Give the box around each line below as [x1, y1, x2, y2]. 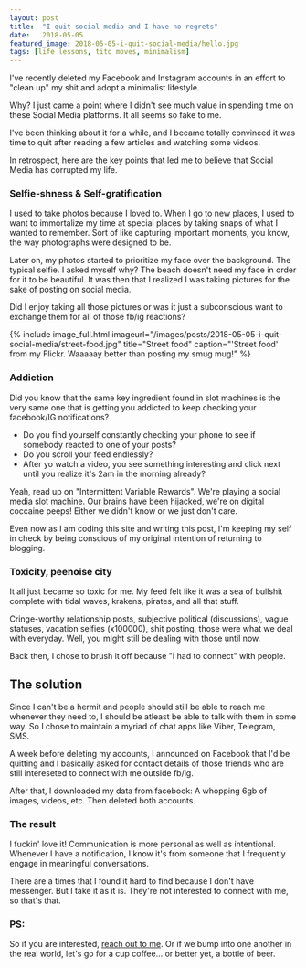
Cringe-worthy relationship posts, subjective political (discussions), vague [9, 613, 289, 624]
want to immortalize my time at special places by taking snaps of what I [9, 218, 279, 229]
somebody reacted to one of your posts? [22, 439, 176, 450]
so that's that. [9, 895, 61, 906]
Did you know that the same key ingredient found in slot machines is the [9, 392, 280, 403]
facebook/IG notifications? [9, 411, 110, 422]
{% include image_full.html [9, 329, 111, 340]
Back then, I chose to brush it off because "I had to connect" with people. [9, 651, 286, 662]
